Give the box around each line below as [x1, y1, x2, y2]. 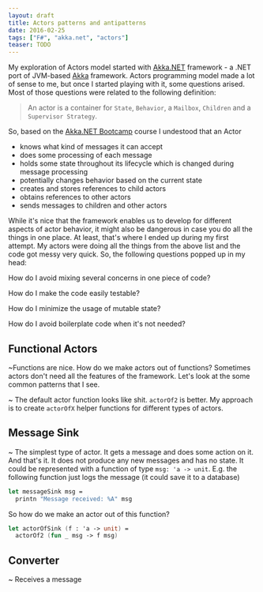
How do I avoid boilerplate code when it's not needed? [8, 319, 186, 328]
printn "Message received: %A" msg [15, 495, 133, 503]
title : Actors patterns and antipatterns [8, 19, 147, 27]
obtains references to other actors [19, 193, 132, 202]
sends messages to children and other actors [19, 200, 167, 210]
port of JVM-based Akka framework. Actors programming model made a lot [8, 71, 255, 81]
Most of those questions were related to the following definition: [8, 88, 216, 97]
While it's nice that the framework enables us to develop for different [8, 216, 232, 226]
